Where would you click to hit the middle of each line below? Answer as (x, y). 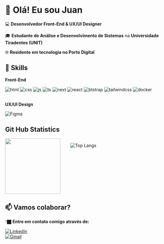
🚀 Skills (16, 68)
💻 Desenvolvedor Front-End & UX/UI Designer (54, 24)
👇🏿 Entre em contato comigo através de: (47, 222)
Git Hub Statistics (32, 129)
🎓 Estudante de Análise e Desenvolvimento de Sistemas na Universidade (82, 35)
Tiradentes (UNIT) (24, 42)
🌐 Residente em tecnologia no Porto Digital (50, 52)
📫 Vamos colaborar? (38, 207)
